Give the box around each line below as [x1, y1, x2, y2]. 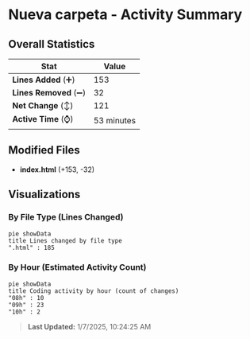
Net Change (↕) [12, 100, 74, 111]
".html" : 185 [8, 244, 56, 251]
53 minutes [93, 115, 137, 126]
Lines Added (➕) [12, 74, 75, 85]
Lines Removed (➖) [12, 88, 86, 98]
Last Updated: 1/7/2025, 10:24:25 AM [27, 321, 152, 331]
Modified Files [8, 143, 81, 157]
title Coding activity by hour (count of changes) [8, 286, 179, 295]
